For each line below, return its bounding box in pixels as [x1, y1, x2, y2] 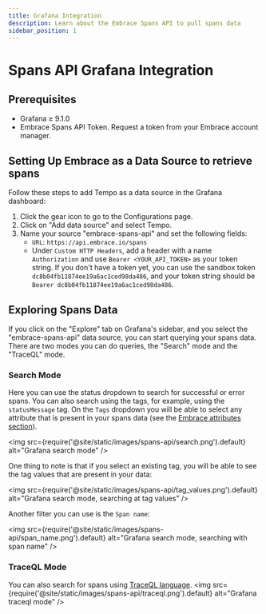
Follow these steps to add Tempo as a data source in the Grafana [8, 188, 222, 197]
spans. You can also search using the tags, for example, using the [8, 397, 225, 406]
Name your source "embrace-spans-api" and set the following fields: [19, 229, 248, 238]
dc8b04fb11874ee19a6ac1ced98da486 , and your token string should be [31, 271, 256, 281]
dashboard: [8, 197, 46, 206]
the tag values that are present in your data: [8, 469, 153, 480]
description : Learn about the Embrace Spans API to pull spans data [8, 19, 241, 27]
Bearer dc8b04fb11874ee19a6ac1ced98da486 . [31, 280, 174, 289]
